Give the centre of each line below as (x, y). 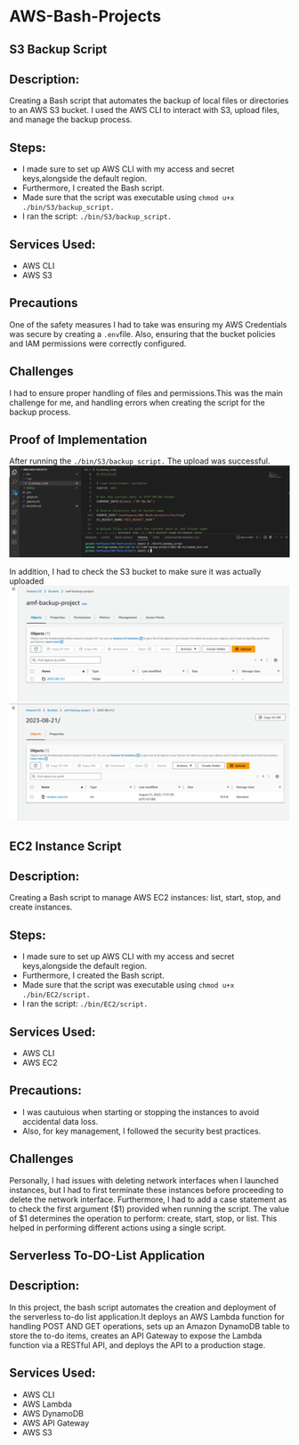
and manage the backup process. (71, 120)
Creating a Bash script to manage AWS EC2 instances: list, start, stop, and (145, 898)
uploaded (27, 581)
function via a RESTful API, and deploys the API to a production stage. (137, 1344)
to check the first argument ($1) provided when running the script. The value (149, 1208)
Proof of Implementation (78, 440)
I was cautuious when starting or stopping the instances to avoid (141, 1112)
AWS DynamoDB (53, 1413)
